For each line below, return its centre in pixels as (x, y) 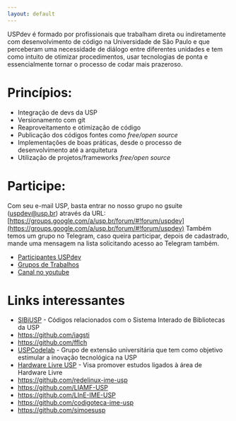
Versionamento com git (52, 120)
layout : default (31, 14)
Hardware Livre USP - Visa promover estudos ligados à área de (110, 365)
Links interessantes (66, 300)
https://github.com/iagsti (53, 335)
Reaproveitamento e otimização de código (79, 127)
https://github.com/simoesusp (61, 410)
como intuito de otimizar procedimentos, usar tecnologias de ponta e (108, 57)
